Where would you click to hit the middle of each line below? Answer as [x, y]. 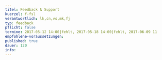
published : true [21, 41]
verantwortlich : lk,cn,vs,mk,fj [38, 18]
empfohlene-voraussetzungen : [34, 37]
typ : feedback [19, 23]
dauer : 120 [16, 45]
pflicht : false [20, 28]
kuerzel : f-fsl [20, 14]
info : [10, 50]
